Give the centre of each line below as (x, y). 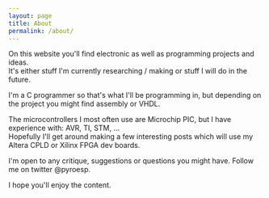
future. (19, 80)
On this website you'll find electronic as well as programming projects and (131, 54)
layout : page (30, 16)
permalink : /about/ (41, 31)
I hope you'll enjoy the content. (60, 185)
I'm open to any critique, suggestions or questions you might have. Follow (131, 161)
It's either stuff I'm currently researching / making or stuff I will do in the (128, 71)
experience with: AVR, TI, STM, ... (64, 128)
